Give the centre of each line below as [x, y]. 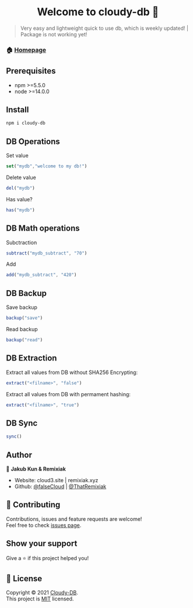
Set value [17, 156]
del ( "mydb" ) [20, 188]
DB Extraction [31, 358]
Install [17, 110]
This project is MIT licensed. [40, 599]
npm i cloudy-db [26, 123]
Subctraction [22, 242]
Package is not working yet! [54, 34]
